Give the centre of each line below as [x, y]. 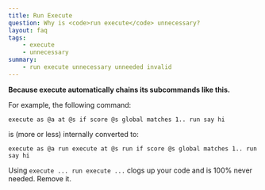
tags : [17, 38]
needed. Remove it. [40, 178]
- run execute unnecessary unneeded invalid [97, 67]
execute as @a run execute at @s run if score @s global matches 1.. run [133, 148]
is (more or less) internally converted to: [73, 134]
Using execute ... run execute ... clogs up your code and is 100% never [130, 170]
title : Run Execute [40, 15]
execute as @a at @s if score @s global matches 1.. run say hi [117, 120]
